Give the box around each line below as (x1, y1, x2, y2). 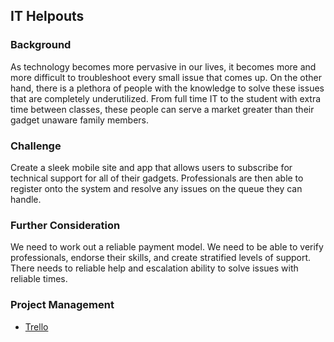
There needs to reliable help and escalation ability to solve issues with (10, 262, 299, 274)
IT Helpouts (10, 8, 85, 25)
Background (10, 38, 72, 52)
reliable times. (10, 273, 68, 285)
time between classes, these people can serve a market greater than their (10, 103, 315, 115)
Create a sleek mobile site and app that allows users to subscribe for (10, 161, 293, 173)
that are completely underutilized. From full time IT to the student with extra (10, 92, 322, 104)
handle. (10, 193, 42, 205)
